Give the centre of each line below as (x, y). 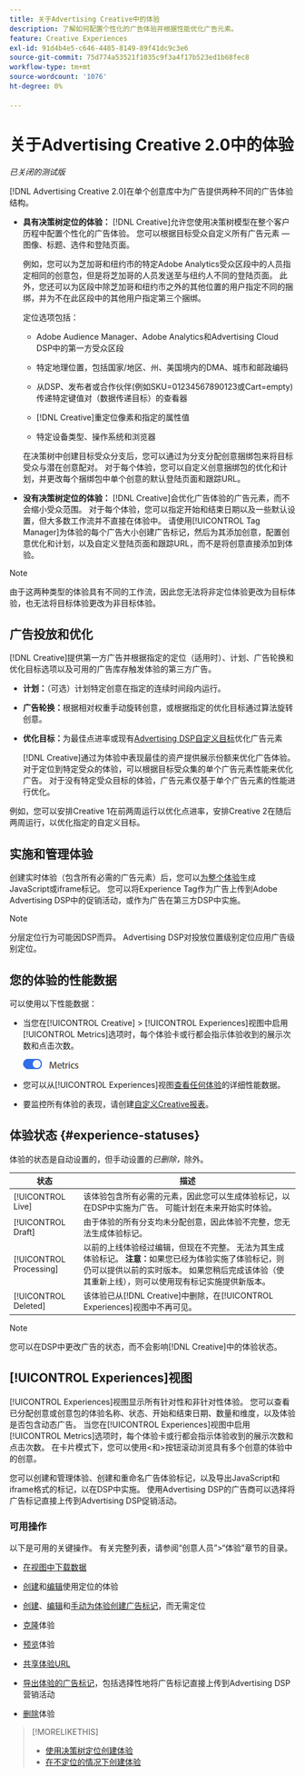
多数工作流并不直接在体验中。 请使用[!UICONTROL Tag (157, 520)
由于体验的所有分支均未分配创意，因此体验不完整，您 (183, 1222)
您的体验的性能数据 (63, 980)
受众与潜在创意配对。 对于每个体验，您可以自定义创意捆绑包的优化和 (151, 467)
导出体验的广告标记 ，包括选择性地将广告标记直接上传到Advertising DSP (156, 1682)
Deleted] (30, 1306)
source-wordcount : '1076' (58, 77)
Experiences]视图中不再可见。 (140, 1307)
